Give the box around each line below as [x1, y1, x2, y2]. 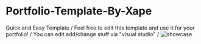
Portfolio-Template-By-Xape [5, 4, 152, 18]
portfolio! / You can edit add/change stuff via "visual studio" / [5, 30, 160, 37]
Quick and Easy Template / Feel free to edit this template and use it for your [5, 24, 196, 31]
